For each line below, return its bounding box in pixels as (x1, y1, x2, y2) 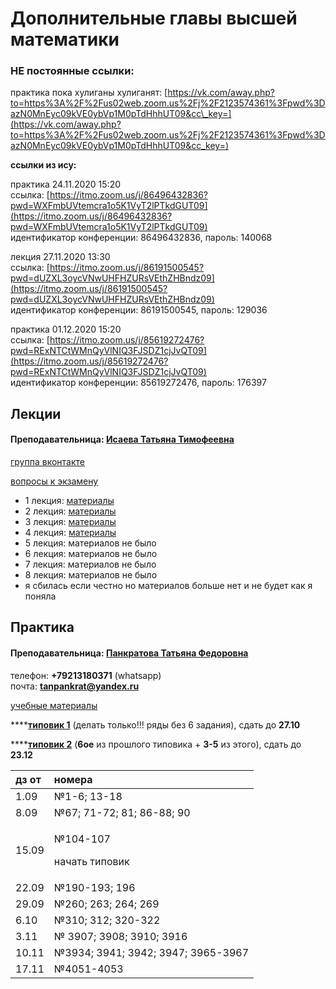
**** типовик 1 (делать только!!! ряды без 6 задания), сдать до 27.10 (10, 718, 301, 731)
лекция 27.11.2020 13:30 (10, 251, 111, 263)
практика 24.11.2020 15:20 (10, 178, 122, 191)
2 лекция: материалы (24, 505, 117, 517)
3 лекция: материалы (24, 516, 117, 528)
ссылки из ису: (10, 159, 77, 171)
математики (10, 28, 120, 51)
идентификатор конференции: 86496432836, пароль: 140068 (10, 232, 273, 244)
